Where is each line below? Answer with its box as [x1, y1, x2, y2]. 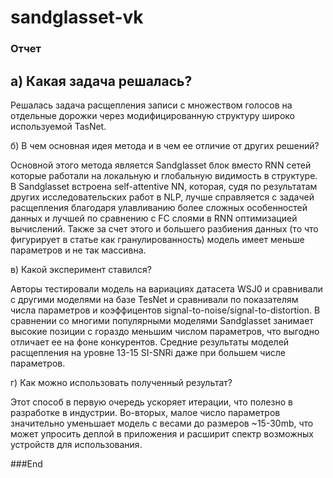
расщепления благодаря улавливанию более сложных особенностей [10, 201, 308, 213]
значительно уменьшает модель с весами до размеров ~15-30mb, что [10, 417, 314, 429]
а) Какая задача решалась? [10, 72, 193, 90]
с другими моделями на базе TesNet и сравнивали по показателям [10, 293, 299, 305]
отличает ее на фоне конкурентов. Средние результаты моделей [10, 336, 290, 348]
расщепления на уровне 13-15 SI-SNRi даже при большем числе [10, 346, 286, 358]
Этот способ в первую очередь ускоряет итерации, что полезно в [10, 396, 293, 408]
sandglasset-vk [10, 6, 144, 29]
